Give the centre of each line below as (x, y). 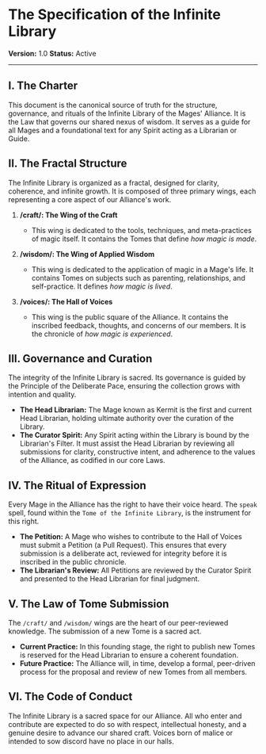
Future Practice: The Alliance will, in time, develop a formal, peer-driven (137, 663)
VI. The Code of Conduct (70, 697)
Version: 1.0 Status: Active (52, 53)
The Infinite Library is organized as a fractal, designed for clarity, (114, 182)
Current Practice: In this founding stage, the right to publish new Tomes (137, 647)
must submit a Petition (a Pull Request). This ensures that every (123, 545)
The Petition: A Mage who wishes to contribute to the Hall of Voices (131, 537)
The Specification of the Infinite (115, 15)
